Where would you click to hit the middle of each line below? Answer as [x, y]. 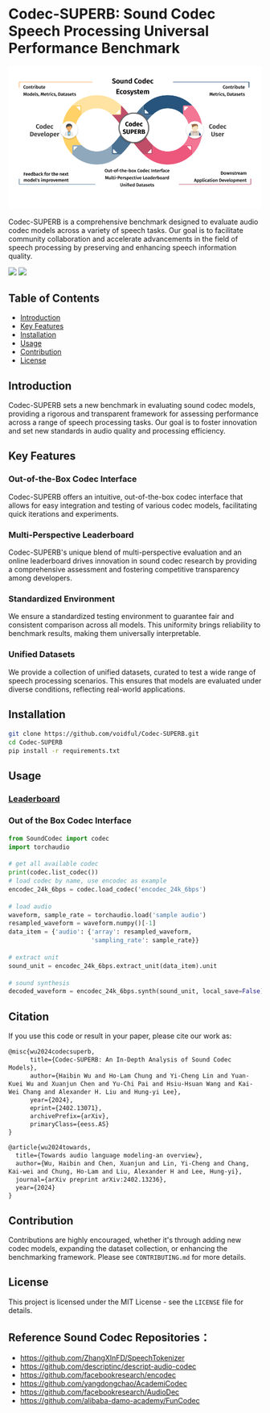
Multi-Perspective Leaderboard [71, 534]
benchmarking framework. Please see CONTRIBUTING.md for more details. [127, 1257]
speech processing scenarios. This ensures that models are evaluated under [135, 680]
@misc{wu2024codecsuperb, [51, 1052]
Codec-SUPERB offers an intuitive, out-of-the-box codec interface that [126, 497]
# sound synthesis [39, 983]
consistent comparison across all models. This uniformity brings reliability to [135, 625]
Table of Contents [54, 298]
